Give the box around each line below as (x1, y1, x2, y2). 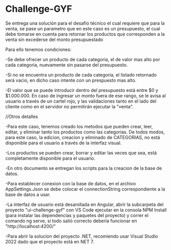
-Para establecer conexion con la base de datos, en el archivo (5, 180, 136, 186)
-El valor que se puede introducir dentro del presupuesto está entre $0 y (5, 87, 159, 93)
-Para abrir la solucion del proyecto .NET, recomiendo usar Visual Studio (5, 233, 158, 239)
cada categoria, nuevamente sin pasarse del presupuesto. (5, 62, 128, 68)
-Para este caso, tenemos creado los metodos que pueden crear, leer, (5, 123, 153, 129)
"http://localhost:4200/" (5, 223, 56, 229)
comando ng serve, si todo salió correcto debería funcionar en (5, 218, 137, 224)
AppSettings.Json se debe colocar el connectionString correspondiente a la (5, 186, 165, 192)
